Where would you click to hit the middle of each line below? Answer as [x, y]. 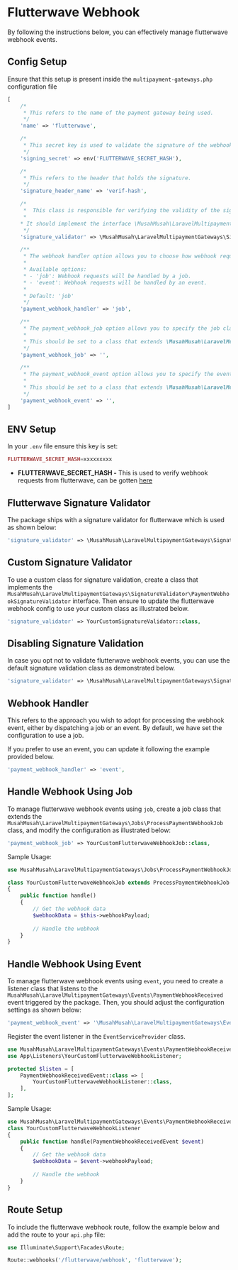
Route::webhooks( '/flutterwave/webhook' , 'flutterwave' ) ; [95, 1260]
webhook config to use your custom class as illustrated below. [98, 608]
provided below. [31, 757]
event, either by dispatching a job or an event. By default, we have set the [115, 728]
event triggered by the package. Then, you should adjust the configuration [116, 1003]
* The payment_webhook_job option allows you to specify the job [121, 328]
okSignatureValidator [39, 601]
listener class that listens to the [52, 989]
